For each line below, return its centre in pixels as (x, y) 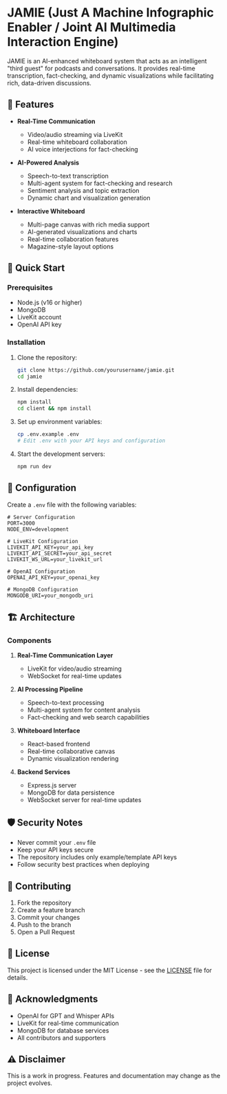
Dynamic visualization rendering (73, 759)
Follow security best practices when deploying (83, 865)
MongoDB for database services (63, 1030)
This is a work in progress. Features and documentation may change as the (114, 1076)
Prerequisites (30, 288)
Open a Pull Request (46, 932)
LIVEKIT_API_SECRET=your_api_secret (60, 553)
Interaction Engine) (63, 42)
